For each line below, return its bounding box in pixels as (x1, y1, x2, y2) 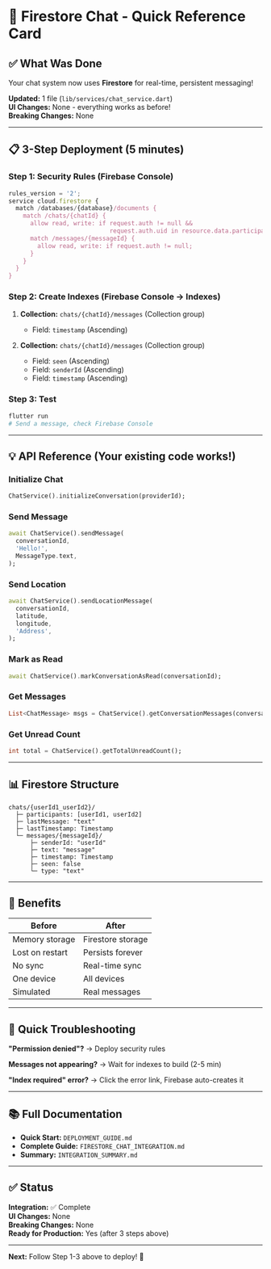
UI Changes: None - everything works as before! (8, 103, 171, 111)
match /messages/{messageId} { (29, 234, 135, 242)
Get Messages (8, 691, 66, 702)
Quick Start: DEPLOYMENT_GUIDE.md (19, 1132, 133, 1142)
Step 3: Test (8, 393, 56, 405)
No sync (12, 960, 44, 972)
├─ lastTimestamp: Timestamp (15, 824, 114, 833)
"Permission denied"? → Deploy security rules (8, 1044, 166, 1053)
